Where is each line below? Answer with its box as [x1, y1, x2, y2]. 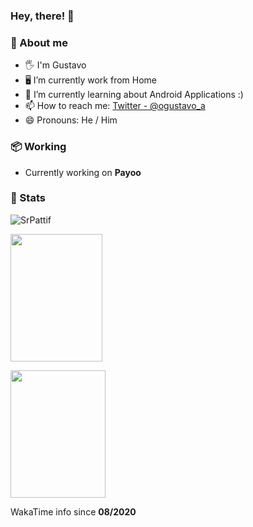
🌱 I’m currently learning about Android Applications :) [24, 89, 244, 101]
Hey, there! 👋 [10, 9, 75, 23]
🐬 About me [10, 35, 68, 49]
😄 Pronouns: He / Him [24, 114, 118, 126]
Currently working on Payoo [24, 166, 142, 178]
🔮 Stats [10, 191, 46, 205]
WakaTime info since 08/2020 [10, 505, 137, 518]
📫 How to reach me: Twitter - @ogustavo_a [24, 100, 206, 112]
